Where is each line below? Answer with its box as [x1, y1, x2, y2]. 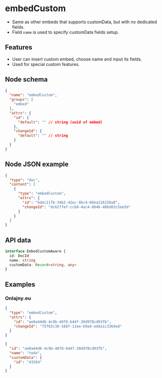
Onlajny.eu [5, 295, 31, 301]
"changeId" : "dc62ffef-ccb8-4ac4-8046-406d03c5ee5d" [22, 205, 131, 209]
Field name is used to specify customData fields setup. [12, 29, 119, 35]
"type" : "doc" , [9, 177, 40, 182]
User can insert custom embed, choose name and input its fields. [12, 56, 142, 62]
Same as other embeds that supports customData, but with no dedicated [12, 19, 157, 25]
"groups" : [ [9, 97, 34, 102]
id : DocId [9, 253, 29, 258]
